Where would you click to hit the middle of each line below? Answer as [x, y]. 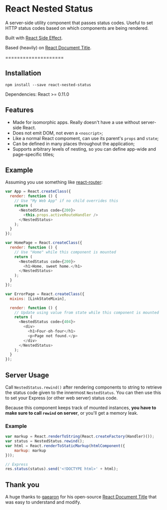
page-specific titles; [33, 154]
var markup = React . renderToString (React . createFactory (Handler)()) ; [80, 436]
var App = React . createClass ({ [38, 192]
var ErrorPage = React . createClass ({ [45, 294]
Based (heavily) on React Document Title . [48, 47]
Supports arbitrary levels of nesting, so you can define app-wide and [84, 149]
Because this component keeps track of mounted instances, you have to [81, 407]
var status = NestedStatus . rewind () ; [45, 441]
